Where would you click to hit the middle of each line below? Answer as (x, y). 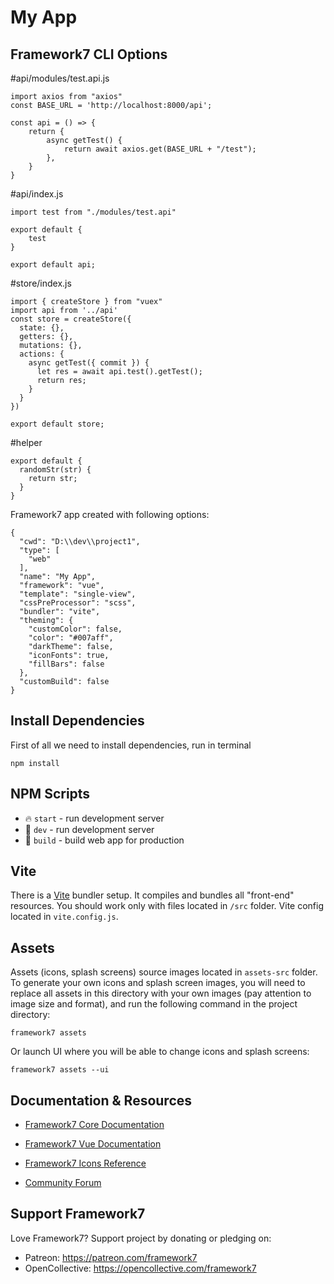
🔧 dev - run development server (89, 829)
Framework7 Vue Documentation (93, 1144)
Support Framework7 (78, 1214)
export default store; (57, 424)
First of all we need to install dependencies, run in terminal (131, 745)
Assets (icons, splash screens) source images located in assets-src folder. (164, 972)
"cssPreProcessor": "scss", (78, 603)
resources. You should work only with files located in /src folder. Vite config (167, 906)
